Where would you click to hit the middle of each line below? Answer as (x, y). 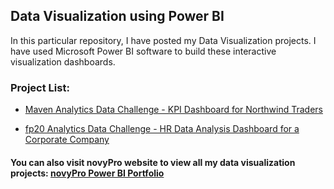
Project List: (40, 87)
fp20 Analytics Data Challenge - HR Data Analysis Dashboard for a (162, 129)
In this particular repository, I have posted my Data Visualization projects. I (163, 40)
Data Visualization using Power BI (117, 16)
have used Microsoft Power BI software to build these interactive (143, 51)
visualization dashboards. (63, 61)
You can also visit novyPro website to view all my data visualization (153, 162)
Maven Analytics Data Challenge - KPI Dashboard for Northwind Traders (173, 110)
